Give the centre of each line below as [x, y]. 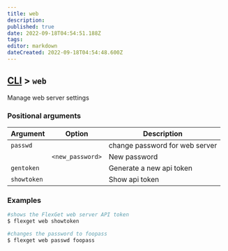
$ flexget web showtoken [43, 221]
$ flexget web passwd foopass [51, 240]
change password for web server [163, 145]
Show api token [134, 179]
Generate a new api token [151, 168]
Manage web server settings [48, 98]
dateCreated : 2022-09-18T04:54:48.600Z [65, 53]
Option [77, 133]
